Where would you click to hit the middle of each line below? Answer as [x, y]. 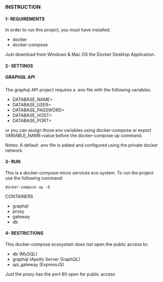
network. [14, 150]
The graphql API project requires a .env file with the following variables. [78, 90]
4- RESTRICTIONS [24, 233]
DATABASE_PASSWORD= [38, 110]
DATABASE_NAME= [33, 99]
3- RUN [13, 162]
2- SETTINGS [19, 66]
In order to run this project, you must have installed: [58, 30]
